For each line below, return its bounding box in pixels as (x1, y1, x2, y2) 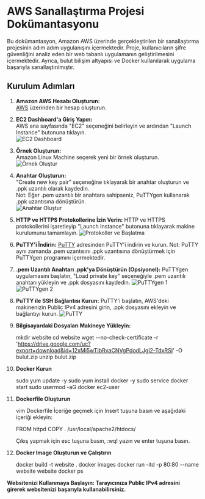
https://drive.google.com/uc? (18, 340, 91, 348)
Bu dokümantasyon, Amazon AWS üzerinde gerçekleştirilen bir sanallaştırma (7, 37, 200, 45)
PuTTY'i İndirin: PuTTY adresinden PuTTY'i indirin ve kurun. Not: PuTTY (15, 241, 199, 248)
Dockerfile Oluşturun (15, 395, 71, 402)
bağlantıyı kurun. (15, 310, 59, 317)
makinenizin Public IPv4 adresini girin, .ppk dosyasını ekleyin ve (15, 304, 176, 311)
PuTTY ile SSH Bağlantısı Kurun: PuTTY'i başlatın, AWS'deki (15, 297, 170, 304)
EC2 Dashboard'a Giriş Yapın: (15, 115, 93, 123)
